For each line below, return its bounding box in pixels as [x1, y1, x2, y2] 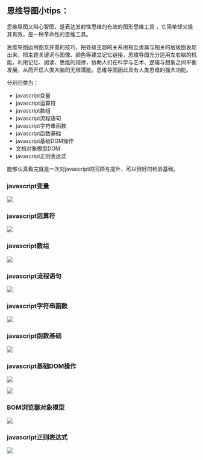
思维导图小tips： [7, 5, 69, 16]
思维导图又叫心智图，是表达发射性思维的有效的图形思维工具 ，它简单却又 [7, 23, 188, 30]
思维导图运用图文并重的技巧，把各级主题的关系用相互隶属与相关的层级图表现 [7, 43, 197, 50]
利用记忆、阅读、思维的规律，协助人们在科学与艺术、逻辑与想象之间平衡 [17, 58, 197, 65]
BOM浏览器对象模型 [7, 403, 65, 412]
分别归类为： [7, 79, 39, 86]
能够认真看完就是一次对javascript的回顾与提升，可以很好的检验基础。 [7, 165, 180, 172]
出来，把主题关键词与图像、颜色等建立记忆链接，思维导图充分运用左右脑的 [7, 51, 192, 58]
